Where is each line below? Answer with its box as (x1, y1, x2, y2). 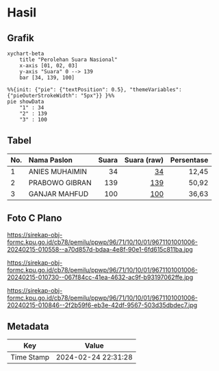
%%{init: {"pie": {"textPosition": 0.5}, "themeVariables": (7, 86, 183, 93)
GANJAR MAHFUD (28, 189, 89, 198)
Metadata (7, 321, 49, 333)
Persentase (170, 155, 209, 165)
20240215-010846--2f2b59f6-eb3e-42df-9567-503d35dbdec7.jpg (7, 300, 198, 309)
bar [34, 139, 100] (19, 74, 75, 81)
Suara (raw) (124, 155, 164, 165)
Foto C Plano (7, 213, 62, 224)
